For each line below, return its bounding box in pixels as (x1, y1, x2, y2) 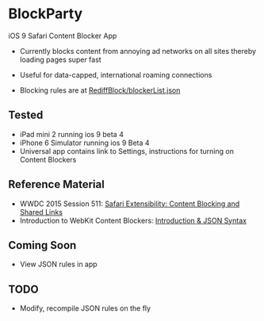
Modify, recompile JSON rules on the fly (19, 304, 151, 313)
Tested (8, 109, 44, 122)
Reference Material (8, 178, 105, 191)
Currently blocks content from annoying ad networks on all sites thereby (19, 46, 256, 55)
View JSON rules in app (19, 259, 98, 269)
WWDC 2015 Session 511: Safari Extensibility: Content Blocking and (19, 199, 240, 208)
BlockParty (8, 5, 83, 23)
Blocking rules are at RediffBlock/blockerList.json (19, 85, 181, 95)
